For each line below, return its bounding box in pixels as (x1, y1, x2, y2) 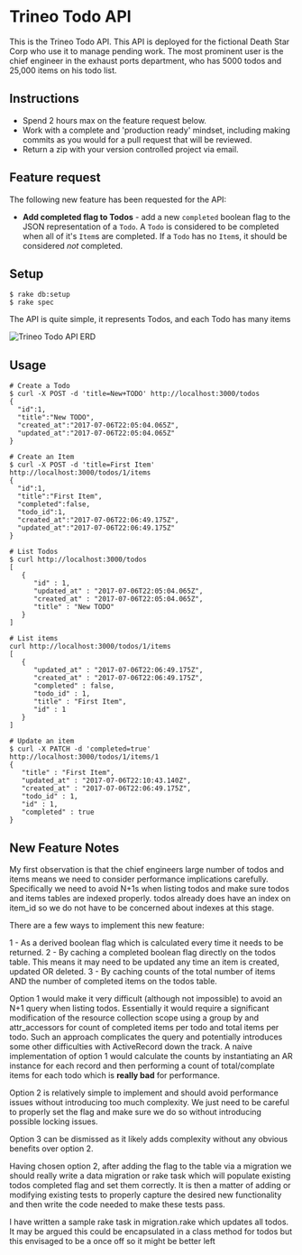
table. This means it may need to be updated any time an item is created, (9, 956, 279, 967)
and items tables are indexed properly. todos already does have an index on (9, 893, 291, 903)
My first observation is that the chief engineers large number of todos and (9, 864, 285, 874)
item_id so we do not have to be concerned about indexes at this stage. (9, 902, 275, 913)
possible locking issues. (9, 1116, 98, 1127)
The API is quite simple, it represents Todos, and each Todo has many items (9, 314, 291, 325)
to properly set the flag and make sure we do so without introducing (9, 1107, 261, 1117)
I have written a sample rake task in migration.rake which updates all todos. (9, 1216, 289, 1227)
